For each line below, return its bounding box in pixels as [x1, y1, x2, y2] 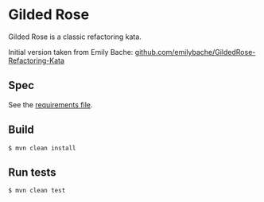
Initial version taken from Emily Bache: [8, 47, 134, 56]
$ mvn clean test [8, 187, 66, 195]
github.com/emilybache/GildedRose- [134, 47, 256, 56]
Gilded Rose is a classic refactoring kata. [8, 32, 142, 41]
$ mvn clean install [8, 144, 77, 152]
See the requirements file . [8, 99, 93, 109]
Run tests [8, 165, 56, 179]
